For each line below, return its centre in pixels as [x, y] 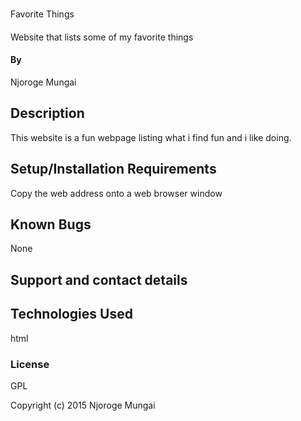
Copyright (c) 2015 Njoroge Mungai [83, 405]
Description [47, 113]
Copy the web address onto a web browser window [116, 193]
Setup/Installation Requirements [113, 169]
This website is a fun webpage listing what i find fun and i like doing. [151, 137]
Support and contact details [99, 279]
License [30, 364]
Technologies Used [71, 314]
